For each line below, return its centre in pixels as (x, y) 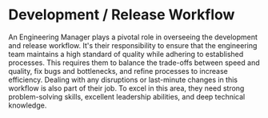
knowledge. (28, 105)
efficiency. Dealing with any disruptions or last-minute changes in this (123, 79)
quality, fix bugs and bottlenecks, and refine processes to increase (118, 71)
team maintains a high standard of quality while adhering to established (126, 54)
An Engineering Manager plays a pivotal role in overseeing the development (133, 37)
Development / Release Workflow (122, 15)
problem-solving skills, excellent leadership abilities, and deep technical (127, 96)
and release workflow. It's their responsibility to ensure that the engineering (133, 45)
